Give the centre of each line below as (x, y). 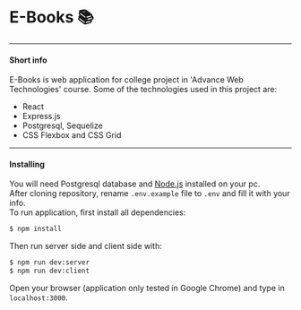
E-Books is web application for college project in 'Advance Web (127, 80)
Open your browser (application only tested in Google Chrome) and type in (147, 288)
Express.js (41, 116)
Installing (27, 164)
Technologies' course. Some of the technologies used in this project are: (143, 90)
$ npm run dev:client (50, 271)
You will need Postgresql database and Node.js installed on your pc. (135, 184)
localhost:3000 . (39, 297)
